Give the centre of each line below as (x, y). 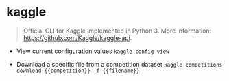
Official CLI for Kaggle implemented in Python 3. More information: (117, 31)
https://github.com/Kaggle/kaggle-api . (77, 37)
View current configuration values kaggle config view (93, 51)
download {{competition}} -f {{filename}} (78, 71)
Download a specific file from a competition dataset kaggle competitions (119, 64)
